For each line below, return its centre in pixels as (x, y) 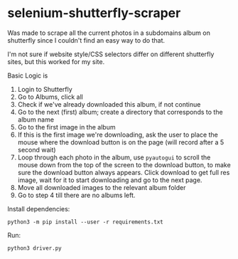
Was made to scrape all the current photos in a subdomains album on (109, 33)
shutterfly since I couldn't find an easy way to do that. (86, 40)
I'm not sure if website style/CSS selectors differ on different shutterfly (111, 54)
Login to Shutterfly (45, 89)
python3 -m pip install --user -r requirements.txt (85, 222)
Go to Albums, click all (50, 97)
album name (36, 120)
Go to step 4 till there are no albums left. (76, 195)
